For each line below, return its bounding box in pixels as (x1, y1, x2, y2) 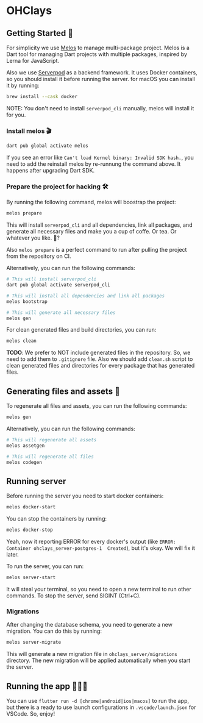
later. (6, 551, 20, 558)
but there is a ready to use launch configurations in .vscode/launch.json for (6, 703, 196, 711)
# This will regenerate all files (6, 454, 94, 460)
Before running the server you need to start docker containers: (6, 492, 164, 500)
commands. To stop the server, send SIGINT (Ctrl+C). (6, 592, 141, 599)
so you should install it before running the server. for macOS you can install (6, 76, 195, 82)
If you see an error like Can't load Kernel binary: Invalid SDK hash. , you (6, 154, 194, 162)
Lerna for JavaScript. (6, 57, 60, 64)
